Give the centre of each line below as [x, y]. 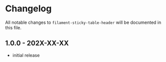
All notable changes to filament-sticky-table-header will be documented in [83, 22]
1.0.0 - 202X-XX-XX [37, 43]
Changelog [28, 9]
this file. [13, 27]
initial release [26, 55]
